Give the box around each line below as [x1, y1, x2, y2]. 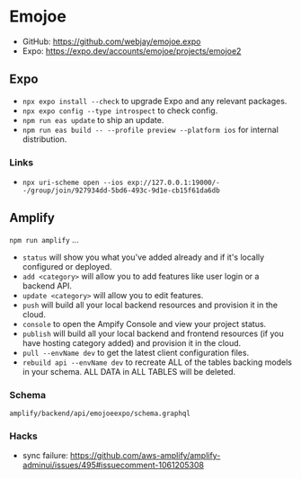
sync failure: [22, 450, 69, 461]
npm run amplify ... [9, 234, 79, 244]
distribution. [22, 133, 67, 145]
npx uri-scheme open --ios [22, 178, 124, 188]
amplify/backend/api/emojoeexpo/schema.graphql [9, 409, 191, 419]
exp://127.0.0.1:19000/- [127, 178, 220, 188]
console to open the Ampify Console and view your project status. [22, 318, 267, 329]
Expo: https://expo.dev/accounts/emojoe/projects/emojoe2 [22, 45, 242, 56]
